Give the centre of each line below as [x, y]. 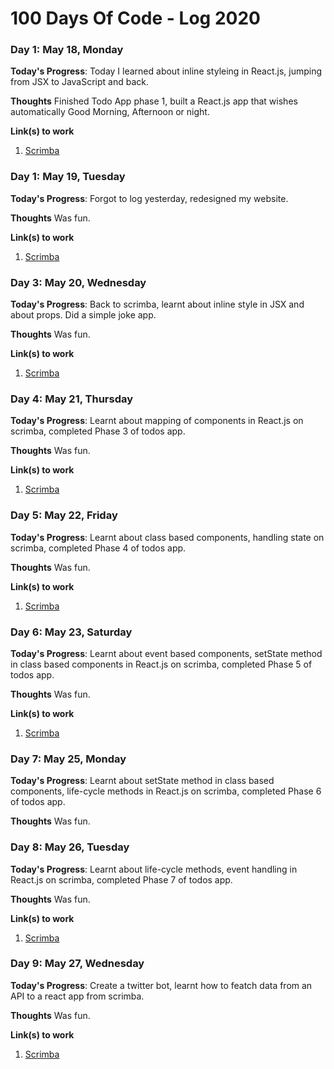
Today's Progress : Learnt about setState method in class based [142, 781]
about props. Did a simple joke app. [83, 315]
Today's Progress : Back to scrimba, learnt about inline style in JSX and [157, 304]
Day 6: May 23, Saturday [71, 632]
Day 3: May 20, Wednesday [78, 282]
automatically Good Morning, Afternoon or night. [110, 112]
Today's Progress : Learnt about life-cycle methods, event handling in [154, 869]
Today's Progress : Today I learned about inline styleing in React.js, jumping [166, 71]
